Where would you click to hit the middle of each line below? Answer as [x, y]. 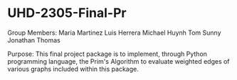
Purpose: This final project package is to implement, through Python [107, 54]
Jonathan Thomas [34, 40]
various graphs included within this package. [73, 69]
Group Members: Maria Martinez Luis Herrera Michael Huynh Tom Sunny [115, 33]
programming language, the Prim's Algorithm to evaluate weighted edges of [118, 61]
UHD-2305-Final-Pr [67, 13]
